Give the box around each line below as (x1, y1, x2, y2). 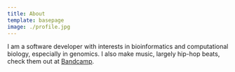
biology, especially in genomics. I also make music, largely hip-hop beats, (7, 50, 220, 58)
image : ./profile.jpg (7, 23, 71, 30)
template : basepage (7, 17, 65, 24)
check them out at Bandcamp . (7, 57, 95, 66)
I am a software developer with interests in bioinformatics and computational (7, 43, 229, 51)
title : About (7, 10, 46, 17)
